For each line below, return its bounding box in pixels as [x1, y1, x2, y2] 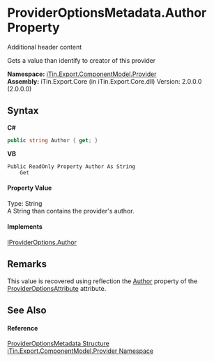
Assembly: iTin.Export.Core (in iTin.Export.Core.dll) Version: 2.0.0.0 [7, 77, 202, 85]
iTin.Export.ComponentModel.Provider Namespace [7, 347, 154, 355]
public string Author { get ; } [7, 137, 98, 144]
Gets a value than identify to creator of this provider [7, 56, 155, 64]
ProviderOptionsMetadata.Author [7, 5, 207, 21]
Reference [7, 324, 38, 332]
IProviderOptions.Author [7, 239, 77, 247]
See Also [7, 305, 47, 317]
